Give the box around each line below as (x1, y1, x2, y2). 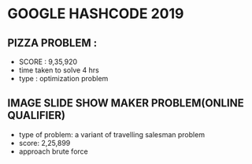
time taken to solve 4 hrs (18, 65, 100, 75)
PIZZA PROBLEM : (7, 36, 98, 50)
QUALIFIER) (7, 109, 66, 122)
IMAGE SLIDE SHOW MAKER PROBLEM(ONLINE (7, 96, 245, 110)
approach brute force (18, 147, 88, 156)
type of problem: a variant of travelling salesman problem (18, 129, 206, 139)
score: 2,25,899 (18, 138, 71, 147)
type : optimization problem (18, 74, 109, 83)
